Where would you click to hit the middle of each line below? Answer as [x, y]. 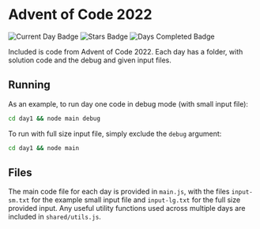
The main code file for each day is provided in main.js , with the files [119, 192]
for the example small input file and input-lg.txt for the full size [136, 200]
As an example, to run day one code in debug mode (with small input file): [128, 103]
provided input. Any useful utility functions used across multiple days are [127, 208]
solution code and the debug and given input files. [90, 60]
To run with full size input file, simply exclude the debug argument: [115, 133]
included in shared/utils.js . [55, 217]
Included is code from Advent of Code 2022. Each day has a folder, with [126, 51]
